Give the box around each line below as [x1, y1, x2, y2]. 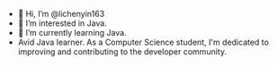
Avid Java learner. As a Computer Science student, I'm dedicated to [17, 37, 270, 47]
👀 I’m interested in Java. [17, 18, 108, 29]
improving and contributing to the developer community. [17, 46, 228, 57]
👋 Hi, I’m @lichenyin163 [17, 9, 105, 19]
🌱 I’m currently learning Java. [17, 28, 128, 37]
